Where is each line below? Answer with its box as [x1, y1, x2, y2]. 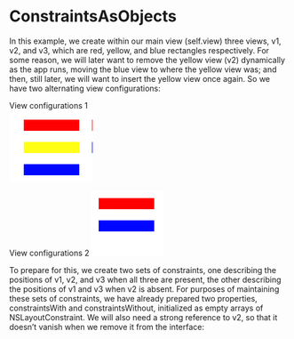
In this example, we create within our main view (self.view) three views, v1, [9, 36, 282, 46]
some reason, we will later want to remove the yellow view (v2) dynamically [9, 54, 286, 65]
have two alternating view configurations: [9, 83, 162, 93]
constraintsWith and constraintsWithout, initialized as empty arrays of [9, 303, 264, 313]
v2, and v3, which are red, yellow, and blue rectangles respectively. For [9, 44, 269, 55]
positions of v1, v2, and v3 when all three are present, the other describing [9, 274, 282, 285]
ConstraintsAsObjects [9, 6, 178, 27]
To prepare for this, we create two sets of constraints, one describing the [9, 264, 277, 275]
